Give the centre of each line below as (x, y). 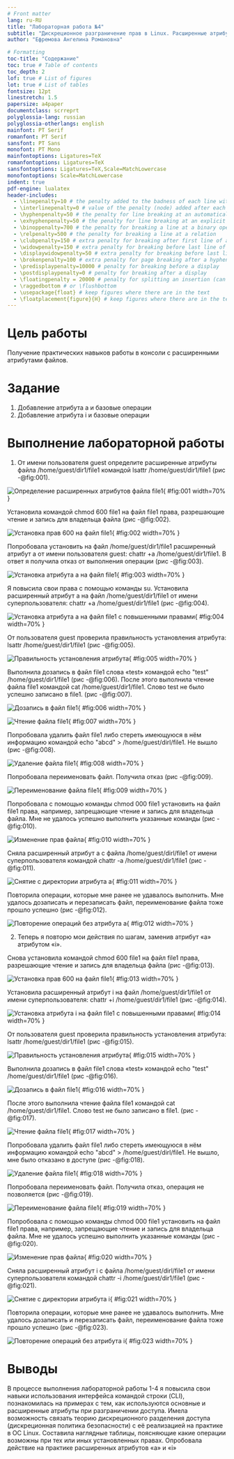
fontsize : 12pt (29, 91)
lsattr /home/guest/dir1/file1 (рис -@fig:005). (71, 645)
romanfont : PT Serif (37, 137)
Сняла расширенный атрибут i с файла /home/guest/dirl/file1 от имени (111, 1271)
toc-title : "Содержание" (43, 59)
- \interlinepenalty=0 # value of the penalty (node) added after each (120, 208)
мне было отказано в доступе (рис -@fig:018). (76, 1160)
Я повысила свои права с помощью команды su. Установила (98, 588)
